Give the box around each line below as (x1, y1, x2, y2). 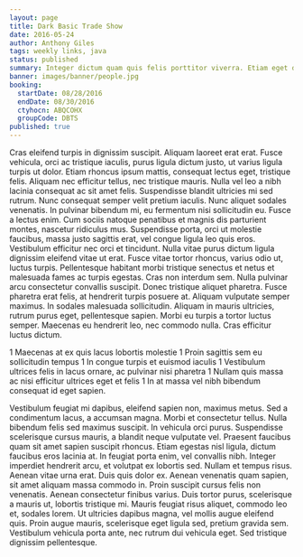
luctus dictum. (9, 330, 62, 339)
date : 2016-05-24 (9, 30, 75, 39)
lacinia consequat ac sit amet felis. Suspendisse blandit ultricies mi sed (9, 186, 273, 196)
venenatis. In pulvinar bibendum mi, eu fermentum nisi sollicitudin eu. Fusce (9, 205, 291, 215)
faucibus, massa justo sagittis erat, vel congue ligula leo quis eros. (9, 234, 256, 244)
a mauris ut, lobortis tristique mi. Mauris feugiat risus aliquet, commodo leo (9, 498, 288, 509)
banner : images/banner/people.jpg (9, 72, 140, 81)
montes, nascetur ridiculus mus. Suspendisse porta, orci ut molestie (9, 224, 262, 235)
